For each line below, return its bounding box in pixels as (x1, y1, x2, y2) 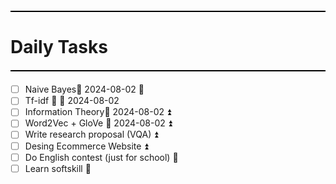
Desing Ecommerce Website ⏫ (24, 140, 149, 152)
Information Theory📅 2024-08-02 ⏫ (24, 106, 172, 118)
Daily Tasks (10, 36, 108, 59)
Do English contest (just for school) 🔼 (24, 151, 179, 163)
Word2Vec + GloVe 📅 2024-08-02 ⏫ (24, 117, 173, 129)
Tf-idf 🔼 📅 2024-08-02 (24, 95, 120, 107)
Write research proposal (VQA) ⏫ (24, 128, 159, 141)
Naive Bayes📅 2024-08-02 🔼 (24, 83, 145, 96)
